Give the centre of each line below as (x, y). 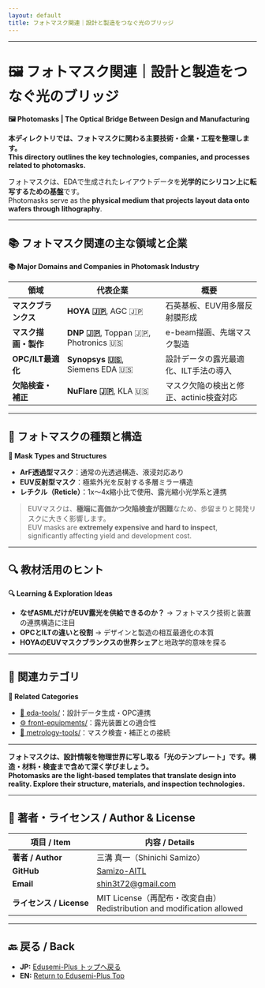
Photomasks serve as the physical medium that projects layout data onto (129, 200)
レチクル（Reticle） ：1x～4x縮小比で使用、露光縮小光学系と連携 (123, 492)
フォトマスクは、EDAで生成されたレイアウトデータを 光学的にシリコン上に (129, 182)
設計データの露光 (197, 359)
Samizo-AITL (121, 870)
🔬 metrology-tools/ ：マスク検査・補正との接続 (95, 732)
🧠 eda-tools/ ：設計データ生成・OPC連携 (85, 713)
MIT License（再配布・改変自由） (159, 898)
